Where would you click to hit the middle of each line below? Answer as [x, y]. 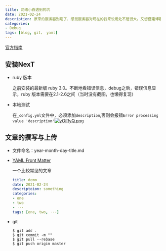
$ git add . [24, 231]
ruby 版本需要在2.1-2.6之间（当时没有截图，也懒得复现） [79, 94]
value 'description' [33, 121]
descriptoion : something [38, 189]
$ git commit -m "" [32, 235]
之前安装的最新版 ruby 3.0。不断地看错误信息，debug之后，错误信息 [82, 88]
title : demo [24, 180]
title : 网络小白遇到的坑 [28, 10]
